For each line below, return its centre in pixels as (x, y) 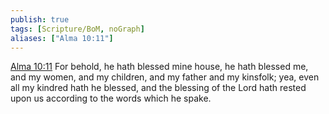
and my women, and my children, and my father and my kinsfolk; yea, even (165, 77)
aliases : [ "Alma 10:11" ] (62, 38)
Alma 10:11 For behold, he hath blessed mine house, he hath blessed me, (159, 67)
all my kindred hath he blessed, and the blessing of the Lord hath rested (158, 88)
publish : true (40, 19)
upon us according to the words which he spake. (111, 98)
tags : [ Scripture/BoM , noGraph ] (77, 29)
